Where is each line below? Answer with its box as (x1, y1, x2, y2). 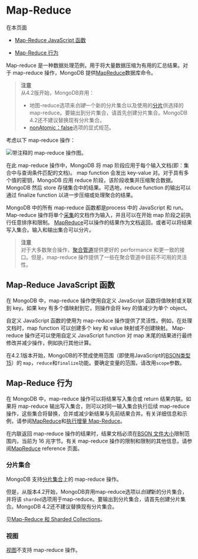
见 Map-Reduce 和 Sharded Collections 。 (6, 515, 106, 522)
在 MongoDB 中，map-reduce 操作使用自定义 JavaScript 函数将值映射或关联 (6, 297, 192, 304)
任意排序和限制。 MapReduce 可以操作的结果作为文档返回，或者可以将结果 (11, 219, 192, 226)
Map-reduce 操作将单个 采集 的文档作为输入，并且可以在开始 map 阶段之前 (6, 211, 186, 218)
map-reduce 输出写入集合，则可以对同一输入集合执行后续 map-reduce (17, 403, 190, 410)
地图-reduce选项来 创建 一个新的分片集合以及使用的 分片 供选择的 (29, 101, 184, 108)
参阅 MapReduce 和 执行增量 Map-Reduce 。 (21, 417, 126, 424)
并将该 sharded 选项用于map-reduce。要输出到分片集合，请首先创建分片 (6, 496, 181, 503)
